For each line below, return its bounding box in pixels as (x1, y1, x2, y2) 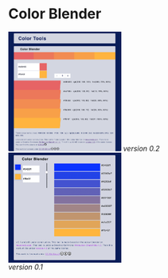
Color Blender (8, 5, 102, 23)
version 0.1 (8, 262, 44, 272)
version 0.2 (123, 144, 161, 154)
